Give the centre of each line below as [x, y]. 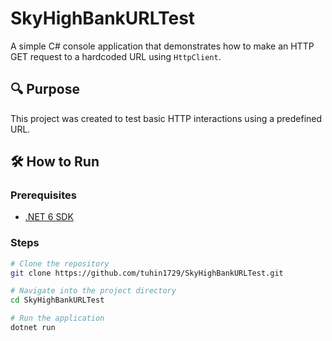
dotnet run [33, 328]
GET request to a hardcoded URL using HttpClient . [116, 56]
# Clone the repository [60, 263]
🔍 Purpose [45, 89]
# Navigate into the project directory [93, 291]
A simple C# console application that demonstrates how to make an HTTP [162, 46]
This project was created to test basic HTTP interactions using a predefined [166, 118]
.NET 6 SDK [49, 217]
